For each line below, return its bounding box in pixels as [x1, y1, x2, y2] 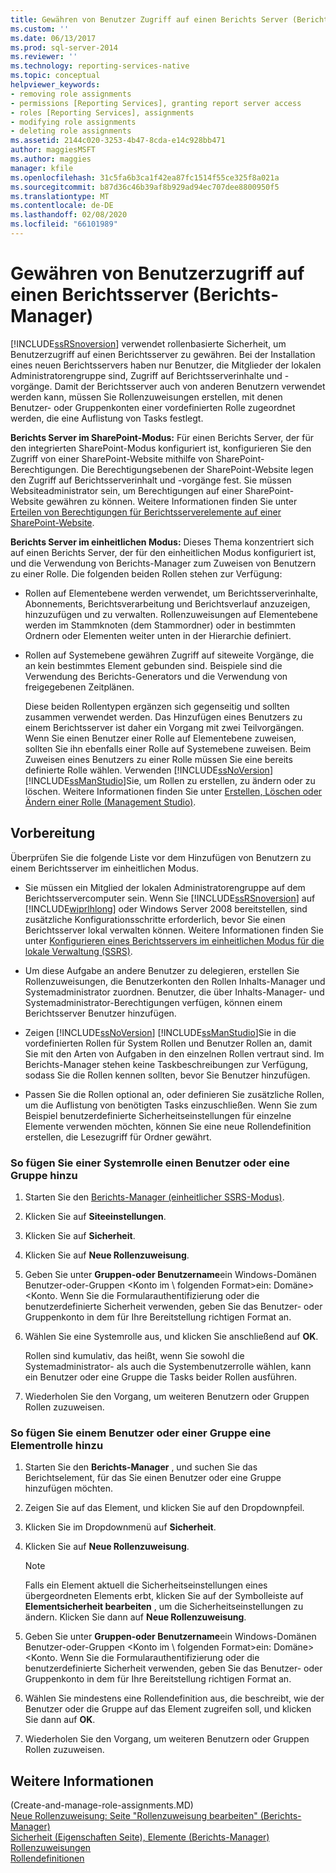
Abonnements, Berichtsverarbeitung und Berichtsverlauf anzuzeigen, [24, 597, 311, 610]
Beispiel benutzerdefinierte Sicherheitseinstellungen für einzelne [24, 1109, 292, 1121]
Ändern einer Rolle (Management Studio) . [24, 796, 197, 808]
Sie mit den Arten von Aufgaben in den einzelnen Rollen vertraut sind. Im [24, 1047, 325, 1060]
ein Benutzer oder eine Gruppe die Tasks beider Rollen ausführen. [24, 1371, 297, 1383]
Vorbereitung [10, 825, 96, 842]
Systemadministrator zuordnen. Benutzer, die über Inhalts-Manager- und [24, 986, 325, 998]
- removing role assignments [10, 89, 132, 99]
